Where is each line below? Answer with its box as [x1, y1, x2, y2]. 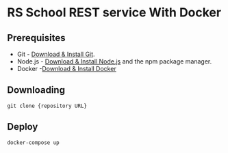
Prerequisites [7, 32, 66, 44]
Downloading [7, 84, 65, 96]
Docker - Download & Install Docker [16, 65, 116, 72]
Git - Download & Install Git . [16, 50, 95, 58]
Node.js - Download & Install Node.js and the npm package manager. [16, 57, 212, 66]
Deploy [7, 121, 38, 133]
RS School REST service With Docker [7, 5, 221, 20]
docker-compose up [7, 139, 60, 146]
